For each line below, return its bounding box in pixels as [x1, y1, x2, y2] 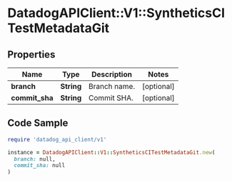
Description [91, 70, 132, 79]
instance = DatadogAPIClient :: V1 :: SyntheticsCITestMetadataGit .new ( [7, 149, 216, 156]
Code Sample [7, 117, 69, 129]
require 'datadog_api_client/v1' [7, 136, 107, 143]
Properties [7, 48, 56, 60]
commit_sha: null [14, 162, 66, 169]
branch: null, [14, 155, 56, 163]
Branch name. [88, 82, 136, 91]
